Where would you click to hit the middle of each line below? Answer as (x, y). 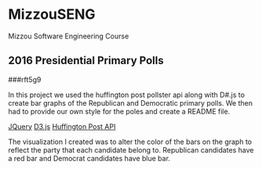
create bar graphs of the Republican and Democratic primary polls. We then (131, 102)
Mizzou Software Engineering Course (69, 36)
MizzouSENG (52, 14)
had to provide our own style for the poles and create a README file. (119, 111)
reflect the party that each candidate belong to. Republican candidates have (131, 149)
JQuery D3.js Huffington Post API (62, 126)
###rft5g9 (25, 79)
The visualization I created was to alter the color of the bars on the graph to (130, 142)
